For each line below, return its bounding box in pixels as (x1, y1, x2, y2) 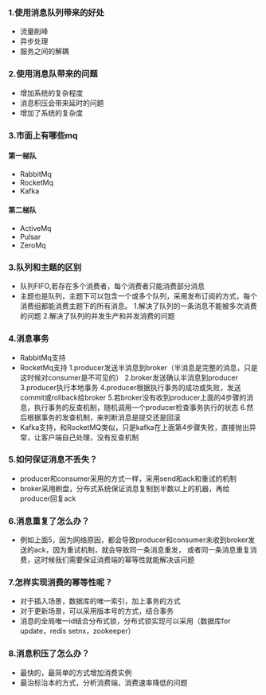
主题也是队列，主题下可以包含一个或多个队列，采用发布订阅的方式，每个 (19, 291, 257, 301)
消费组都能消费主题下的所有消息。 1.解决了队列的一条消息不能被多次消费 (19, 301, 257, 311)
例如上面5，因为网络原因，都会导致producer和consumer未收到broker (19, 535, 248, 545)
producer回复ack (19, 494, 76, 503)
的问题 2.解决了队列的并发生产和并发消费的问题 (19, 311, 175, 321)
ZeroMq (19, 240, 46, 250)
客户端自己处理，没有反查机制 (41, 432, 139, 442)
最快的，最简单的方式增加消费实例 (19, 667, 132, 677)
